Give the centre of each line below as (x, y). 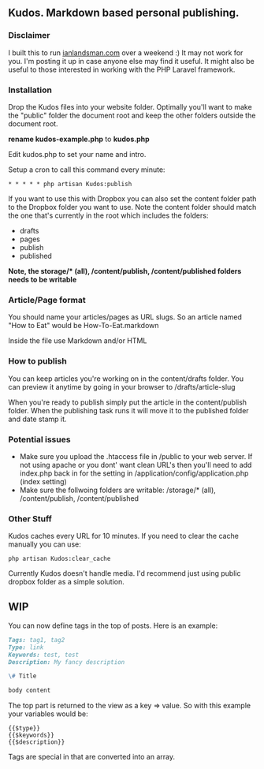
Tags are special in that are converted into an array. (92, 757)
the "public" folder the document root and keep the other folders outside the (132, 115)
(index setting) (43, 481)
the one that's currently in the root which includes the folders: (108, 215)
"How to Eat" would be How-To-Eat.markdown (84, 326)
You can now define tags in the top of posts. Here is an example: (113, 625)
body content (30, 691)
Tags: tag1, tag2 (37, 640)
